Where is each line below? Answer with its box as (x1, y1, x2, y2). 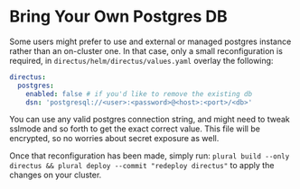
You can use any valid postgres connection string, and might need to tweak (9, 114, 291, 125)
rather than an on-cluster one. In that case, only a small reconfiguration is (9, 45, 283, 56)
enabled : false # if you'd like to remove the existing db (25, 89, 253, 98)
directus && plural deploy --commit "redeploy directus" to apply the (9, 160, 275, 171)
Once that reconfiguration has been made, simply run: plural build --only (9, 150, 290, 161)
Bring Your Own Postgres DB (9, 6, 228, 27)
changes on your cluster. (9, 169, 102, 181)
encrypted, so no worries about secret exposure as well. (9, 133, 220, 144)
